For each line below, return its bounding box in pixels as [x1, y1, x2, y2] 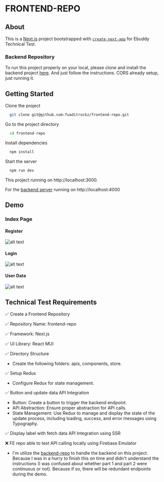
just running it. [5, 75, 35, 81]
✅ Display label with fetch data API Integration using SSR [5, 430, 121, 436]
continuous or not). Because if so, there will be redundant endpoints [12, 466, 151, 472]
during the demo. [12, 471, 48, 477]
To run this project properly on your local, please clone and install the [5, 65, 147, 71]
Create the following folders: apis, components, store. [12, 361, 122, 367]
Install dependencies [5, 140, 48, 146]
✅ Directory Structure [5, 351, 49, 357]
